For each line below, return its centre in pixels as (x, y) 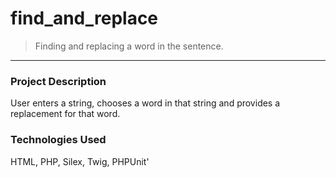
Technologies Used (58, 140)
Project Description (58, 81)
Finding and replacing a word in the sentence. (129, 46)
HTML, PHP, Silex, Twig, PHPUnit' (80, 161)
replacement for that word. (65, 114)
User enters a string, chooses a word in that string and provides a (145, 103)
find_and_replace (84, 18)
